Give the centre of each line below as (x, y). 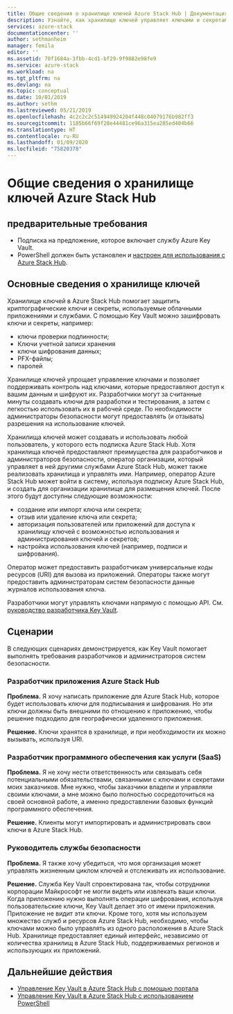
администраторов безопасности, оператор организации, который (105, 459)
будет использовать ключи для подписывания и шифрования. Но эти (110, 703)
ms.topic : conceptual (38, 91)
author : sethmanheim (37, 40)
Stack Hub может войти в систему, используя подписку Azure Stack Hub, (116, 481)
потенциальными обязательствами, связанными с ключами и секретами (116, 780)
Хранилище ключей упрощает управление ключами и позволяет (103, 379)
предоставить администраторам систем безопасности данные (101, 582)
